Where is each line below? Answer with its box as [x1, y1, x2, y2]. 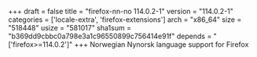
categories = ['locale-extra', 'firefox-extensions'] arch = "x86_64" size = [8, 15, 242, 24]
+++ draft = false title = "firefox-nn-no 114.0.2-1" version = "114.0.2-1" [8, 7, 234, 16]
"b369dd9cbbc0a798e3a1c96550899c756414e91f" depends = [8, 31, 212, 41]
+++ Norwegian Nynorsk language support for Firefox [74, 40, 249, 49]
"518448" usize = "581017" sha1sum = [8, 23, 132, 32]
